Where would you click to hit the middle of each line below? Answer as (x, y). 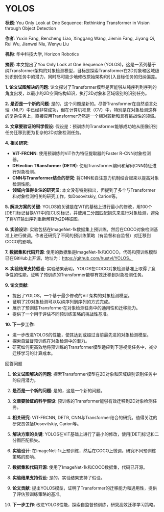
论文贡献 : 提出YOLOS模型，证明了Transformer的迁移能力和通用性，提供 (85, 488)
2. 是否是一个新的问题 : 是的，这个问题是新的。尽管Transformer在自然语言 (79, 103)
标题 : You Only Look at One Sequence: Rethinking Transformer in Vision (78, 23)
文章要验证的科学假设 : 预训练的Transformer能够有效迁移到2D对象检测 (82, 401)
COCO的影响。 (20, 241)
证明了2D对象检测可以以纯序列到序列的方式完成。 (62, 302)
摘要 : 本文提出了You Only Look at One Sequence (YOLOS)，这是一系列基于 (81, 64)
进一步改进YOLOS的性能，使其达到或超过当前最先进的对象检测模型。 (82, 334)
